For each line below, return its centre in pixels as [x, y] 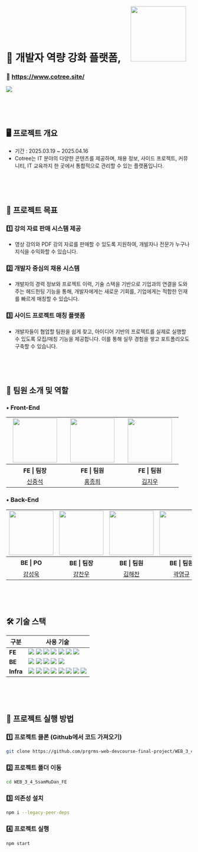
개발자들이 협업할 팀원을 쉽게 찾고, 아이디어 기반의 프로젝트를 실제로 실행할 [100, 331]
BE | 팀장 [81, 563]
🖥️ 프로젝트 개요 [32, 133]
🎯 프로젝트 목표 [32, 210]
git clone [18, 752]
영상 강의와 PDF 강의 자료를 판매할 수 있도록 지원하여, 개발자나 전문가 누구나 [102, 244]
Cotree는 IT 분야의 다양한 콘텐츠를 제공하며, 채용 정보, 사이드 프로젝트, [96, 159]
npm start [18, 843]
